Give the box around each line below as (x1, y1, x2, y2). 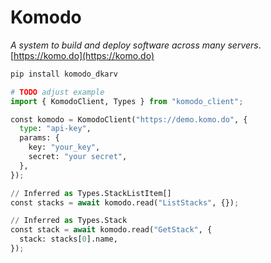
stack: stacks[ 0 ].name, (19, 234, 118, 245)
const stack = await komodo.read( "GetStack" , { (10, 225, 213, 235)
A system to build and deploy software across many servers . (10, 39, 262, 51)
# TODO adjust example (10, 87, 105, 97)
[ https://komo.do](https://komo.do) (10, 49, 155, 61)
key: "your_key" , (28, 142, 101, 153)
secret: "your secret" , (28, 152, 128, 162)
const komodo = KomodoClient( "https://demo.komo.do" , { (10, 114, 248, 125)
